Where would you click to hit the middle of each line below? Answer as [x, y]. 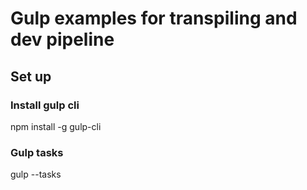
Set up [31, 76]
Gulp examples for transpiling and [154, 18]
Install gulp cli [45, 105]
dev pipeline [62, 39]
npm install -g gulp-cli [56, 126]
